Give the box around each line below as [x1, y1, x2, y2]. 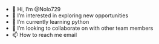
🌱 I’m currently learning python [11, 18, 89, 25]
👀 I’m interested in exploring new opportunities [11, 12, 129, 19]
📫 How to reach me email [11, 32, 77, 38]
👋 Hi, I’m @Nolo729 [11, 6, 61, 12]
